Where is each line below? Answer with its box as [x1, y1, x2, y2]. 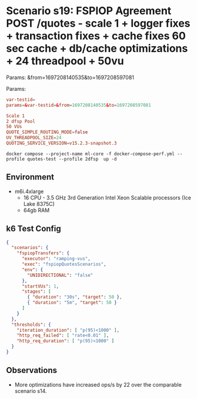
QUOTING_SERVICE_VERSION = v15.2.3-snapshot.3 [6, 140, 117, 146]
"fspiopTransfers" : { [16, 250, 69, 256]
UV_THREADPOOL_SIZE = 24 [6, 135, 62, 141]
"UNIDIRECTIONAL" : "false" [27, 272, 94, 278]
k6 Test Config [6, 224, 62, 234]
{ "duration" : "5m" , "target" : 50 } [27, 300, 117, 306]
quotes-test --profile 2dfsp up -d [27, 156, 117, 162]
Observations [6, 365, 58, 375]
